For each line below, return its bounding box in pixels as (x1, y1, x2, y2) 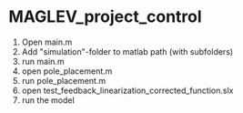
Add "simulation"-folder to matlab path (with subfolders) (21, 46, 234, 56)
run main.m (21, 56, 65, 67)
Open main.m (21, 36, 73, 47)
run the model (21, 94, 75, 106)
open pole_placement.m (21, 66, 113, 77)
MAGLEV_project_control (8, 6, 202, 27)
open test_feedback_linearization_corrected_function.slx (21, 85, 234, 96)
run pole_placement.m (21, 75, 106, 86)
